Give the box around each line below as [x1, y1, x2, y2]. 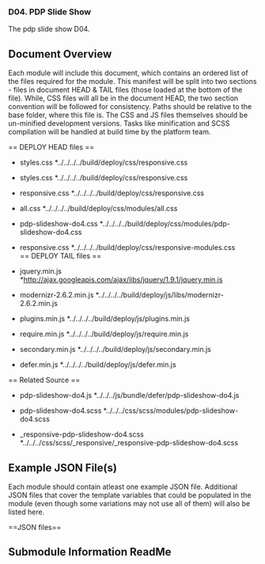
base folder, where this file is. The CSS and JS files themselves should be [8, 110, 248, 120]
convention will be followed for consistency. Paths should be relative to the [8, 102, 252, 112]
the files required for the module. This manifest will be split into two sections [8, 77, 257, 86]
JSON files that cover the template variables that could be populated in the [8, 490, 252, 500]
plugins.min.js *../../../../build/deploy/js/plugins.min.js [19, 314, 190, 324]
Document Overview [8, 47, 112, 61]
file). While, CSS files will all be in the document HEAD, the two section [8, 93, 239, 103]
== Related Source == [8, 375, 81, 385]
